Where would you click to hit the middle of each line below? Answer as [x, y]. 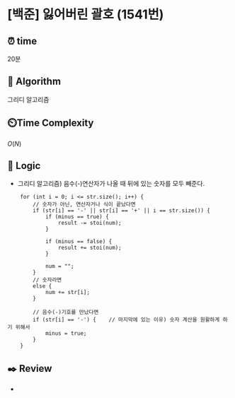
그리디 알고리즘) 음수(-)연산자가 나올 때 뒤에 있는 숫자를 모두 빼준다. [111, 184]
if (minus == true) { [77, 217]
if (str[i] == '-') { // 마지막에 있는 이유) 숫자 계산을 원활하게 [126, 320]
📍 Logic [24, 166]
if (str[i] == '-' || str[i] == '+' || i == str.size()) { [122, 211]
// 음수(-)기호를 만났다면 [66, 312]
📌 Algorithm [34, 82]
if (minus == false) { [79, 242]
